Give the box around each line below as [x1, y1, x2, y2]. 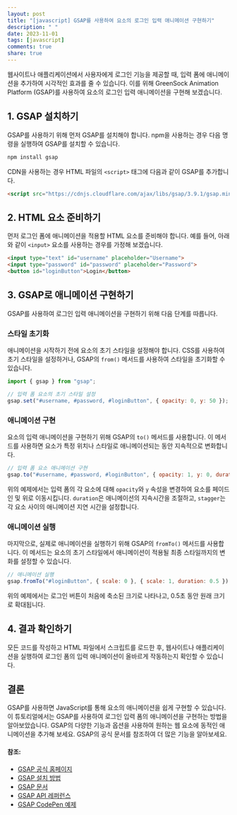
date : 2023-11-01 [7, 30, 59, 37]
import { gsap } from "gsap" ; [7, 378, 97, 385]
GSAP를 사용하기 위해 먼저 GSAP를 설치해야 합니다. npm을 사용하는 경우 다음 [7, 130, 221, 139]
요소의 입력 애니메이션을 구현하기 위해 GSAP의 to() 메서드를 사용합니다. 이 [7, 432, 214, 441]
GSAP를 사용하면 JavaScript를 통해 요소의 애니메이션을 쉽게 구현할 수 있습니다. [7, 703, 226, 712]
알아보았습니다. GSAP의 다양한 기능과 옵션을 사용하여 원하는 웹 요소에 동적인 [7, 721, 218, 729]
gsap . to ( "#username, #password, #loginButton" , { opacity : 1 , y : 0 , [7, 471, 213, 478]
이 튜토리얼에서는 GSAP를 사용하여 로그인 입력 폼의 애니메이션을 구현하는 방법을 [7, 712, 228, 721]
